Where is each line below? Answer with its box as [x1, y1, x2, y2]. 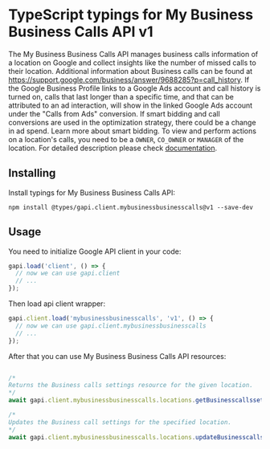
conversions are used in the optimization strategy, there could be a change [8, 117, 256, 127]
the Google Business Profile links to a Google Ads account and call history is [8, 83, 261, 93]
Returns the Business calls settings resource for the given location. [8, 382, 253, 390]
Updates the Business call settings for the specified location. [8, 418, 231, 427]
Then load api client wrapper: [8, 299, 106, 308]
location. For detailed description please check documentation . [8, 143, 218, 153]
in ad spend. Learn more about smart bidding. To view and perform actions [8, 126, 257, 136]
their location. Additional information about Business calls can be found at [8, 66, 253, 76]
